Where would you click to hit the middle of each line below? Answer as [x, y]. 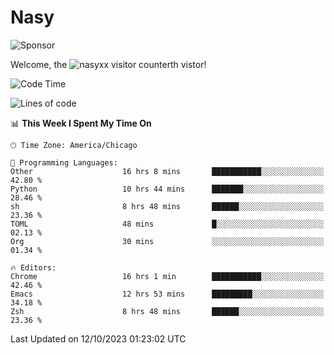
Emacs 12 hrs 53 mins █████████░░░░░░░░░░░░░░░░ [167, 294]
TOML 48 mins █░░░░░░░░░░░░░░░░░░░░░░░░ [167, 224]
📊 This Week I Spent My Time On [81, 123]
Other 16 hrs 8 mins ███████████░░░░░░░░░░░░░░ [167, 171]
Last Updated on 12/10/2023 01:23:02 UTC [98, 338]
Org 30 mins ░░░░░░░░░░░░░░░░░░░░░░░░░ [167, 241]
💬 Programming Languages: [64, 162]
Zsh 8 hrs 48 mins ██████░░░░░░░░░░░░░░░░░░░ [167, 311]
